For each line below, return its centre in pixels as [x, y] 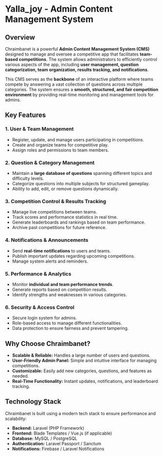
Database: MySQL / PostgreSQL [45, 438]
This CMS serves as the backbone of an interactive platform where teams [79, 79]
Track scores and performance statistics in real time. [65, 217]
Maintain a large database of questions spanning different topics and [82, 173]
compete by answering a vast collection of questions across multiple [74, 84]
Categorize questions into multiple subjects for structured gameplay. [81, 183]
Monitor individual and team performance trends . [63, 284]
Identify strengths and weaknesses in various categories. [70, 294]
